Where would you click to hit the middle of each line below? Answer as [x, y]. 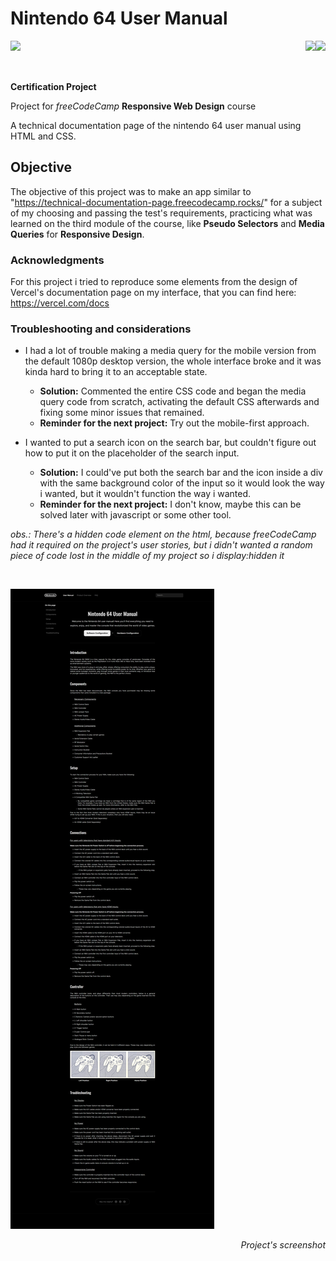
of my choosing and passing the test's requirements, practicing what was [161, 213]
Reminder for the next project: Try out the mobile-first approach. [174, 423]
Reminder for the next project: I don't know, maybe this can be [170, 504]
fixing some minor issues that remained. [122, 413]
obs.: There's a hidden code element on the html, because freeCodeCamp [163, 534]
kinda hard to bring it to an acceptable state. [116, 372]
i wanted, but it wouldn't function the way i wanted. [145, 494]
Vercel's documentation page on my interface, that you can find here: [153, 293]
